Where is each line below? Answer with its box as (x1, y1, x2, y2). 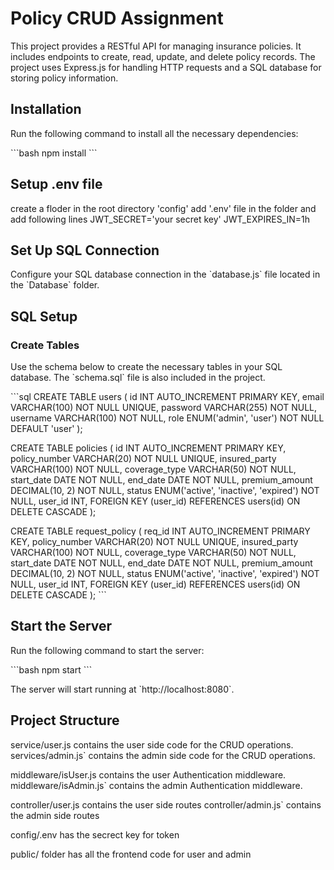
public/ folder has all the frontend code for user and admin (10, 848, 252, 860)
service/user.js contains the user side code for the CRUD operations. (10, 738, 294, 751)
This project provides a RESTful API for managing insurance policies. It (10, 40, 302, 52)
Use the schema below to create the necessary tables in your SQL (10, 361, 283, 373)
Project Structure (10, 712, 120, 729)
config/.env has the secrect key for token (10, 828, 180, 841)
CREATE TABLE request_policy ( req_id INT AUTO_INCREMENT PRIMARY (10, 525, 311, 537)
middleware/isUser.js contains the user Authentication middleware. (10, 768, 287, 781)
